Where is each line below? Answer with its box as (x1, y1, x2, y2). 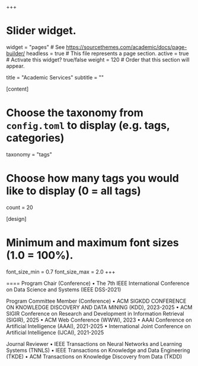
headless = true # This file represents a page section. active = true (26, 50, 189, 57)
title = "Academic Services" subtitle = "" (6, 73, 104, 81)
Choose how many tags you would (6, 172, 179, 185)
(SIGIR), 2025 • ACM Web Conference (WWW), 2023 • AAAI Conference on (6, 316, 192, 323)
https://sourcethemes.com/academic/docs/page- (66, 43, 187, 50)
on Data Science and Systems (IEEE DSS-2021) (6, 285, 122, 293)
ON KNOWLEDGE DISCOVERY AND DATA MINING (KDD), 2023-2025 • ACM (6, 303, 193, 311)
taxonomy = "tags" (6, 150, 52, 158)
